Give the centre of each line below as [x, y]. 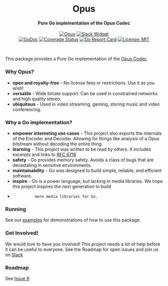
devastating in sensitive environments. [52, 165]
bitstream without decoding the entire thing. [57, 144]
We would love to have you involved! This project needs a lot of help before [83, 244]
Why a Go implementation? [39, 122]
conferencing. [27, 109]
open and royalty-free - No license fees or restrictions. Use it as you [83, 83]
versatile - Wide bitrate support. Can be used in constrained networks [85, 93]
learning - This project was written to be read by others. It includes [82, 149]
